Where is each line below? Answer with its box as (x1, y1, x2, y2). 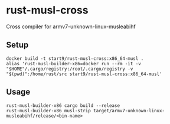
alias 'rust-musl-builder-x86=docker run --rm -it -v (6, 61, 142, 66)
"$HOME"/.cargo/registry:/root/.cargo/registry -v (6, 66, 133, 72)
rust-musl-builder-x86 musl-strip (6, 108, 91, 113)
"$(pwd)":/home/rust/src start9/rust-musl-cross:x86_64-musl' (6, 71, 162, 77)
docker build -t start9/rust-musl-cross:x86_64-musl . (6, 55, 144, 62)
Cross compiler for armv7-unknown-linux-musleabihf (6, 23, 136, 30)
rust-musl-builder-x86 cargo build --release (6, 102, 120, 109)
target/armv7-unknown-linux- (93, 108, 165, 113)
